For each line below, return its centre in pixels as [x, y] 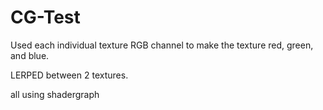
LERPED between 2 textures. [69, 75]
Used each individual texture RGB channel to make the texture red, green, [162, 45]
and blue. [30, 55]
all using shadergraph [55, 94]
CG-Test [45, 17]
